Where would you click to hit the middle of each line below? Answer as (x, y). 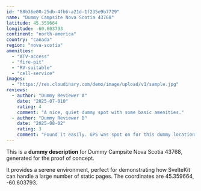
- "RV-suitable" (32, 68)
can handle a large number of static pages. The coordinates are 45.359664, (100, 176)
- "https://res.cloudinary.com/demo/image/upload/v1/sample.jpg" (95, 85)
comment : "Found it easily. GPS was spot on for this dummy (94, 135)
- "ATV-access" (31, 56)
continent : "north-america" (42, 34)
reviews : (17, 90)
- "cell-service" (33, 73)
